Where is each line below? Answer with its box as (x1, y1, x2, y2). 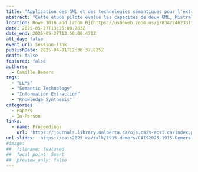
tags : (6, 74, 19, 80)
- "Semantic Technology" (11, 86, 72, 92)
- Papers (11, 108, 33, 113)
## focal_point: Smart (6, 151, 65, 157)
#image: (6, 140, 25, 147)
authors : (6, 63, 28, 70)
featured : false (6, 58, 46, 64)
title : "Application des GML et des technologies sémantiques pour (6, 8, 176, 15)
